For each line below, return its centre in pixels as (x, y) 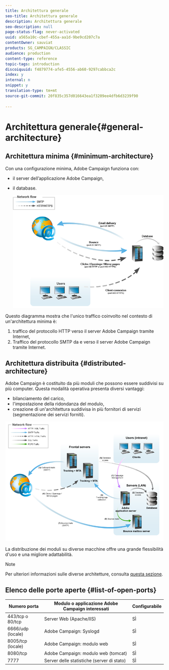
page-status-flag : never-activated (43, 32)
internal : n (18, 80)
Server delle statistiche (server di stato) (85, 660)
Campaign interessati (86, 609)
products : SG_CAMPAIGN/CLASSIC (38, 48)
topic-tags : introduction (32, 64)
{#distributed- (103, 363)
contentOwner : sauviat (29, 43)
